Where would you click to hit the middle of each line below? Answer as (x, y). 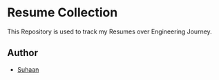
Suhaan (28, 69)
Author (22, 53)
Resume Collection (63, 13)
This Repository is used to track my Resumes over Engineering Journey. (109, 31)
